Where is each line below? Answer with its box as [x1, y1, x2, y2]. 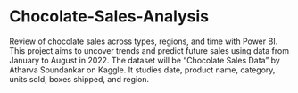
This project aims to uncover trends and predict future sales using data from [9, 45, 290, 55]
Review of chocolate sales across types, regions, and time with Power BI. [9, 36, 278, 46]
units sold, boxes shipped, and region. [9, 73, 150, 84]
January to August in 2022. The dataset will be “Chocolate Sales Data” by [9, 55, 281, 65]
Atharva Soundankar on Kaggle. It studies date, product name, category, [9, 64, 276, 75]
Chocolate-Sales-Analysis [9, 6, 210, 27]
